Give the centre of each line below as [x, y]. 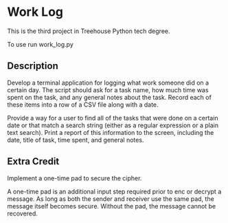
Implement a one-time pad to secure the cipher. [75, 178]
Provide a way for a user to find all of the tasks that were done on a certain [113, 118]
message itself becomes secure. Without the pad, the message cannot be [112, 206]
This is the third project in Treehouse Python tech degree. [89, 31]
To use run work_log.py [40, 44]
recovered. [22, 213]
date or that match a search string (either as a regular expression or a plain [113, 125]
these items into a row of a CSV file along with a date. [83, 105]
